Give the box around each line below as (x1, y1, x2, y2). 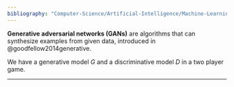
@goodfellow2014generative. (7, 44, 92, 52)
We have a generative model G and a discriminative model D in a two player (7, 57, 224, 66)
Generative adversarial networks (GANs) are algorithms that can (7, 29, 196, 38)
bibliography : (7, 10, 49, 17)
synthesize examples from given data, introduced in (7, 36, 156, 45)
